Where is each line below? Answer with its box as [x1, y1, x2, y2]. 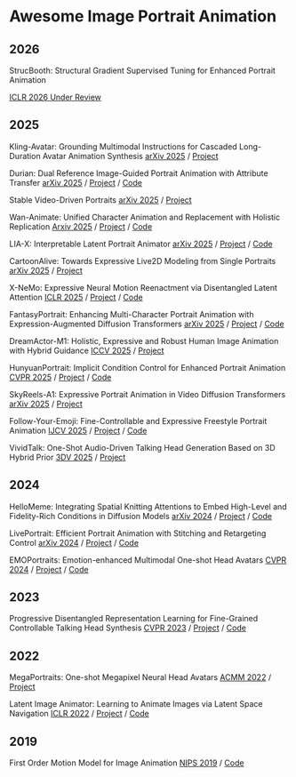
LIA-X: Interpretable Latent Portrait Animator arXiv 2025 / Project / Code [9, 238, 273, 249]
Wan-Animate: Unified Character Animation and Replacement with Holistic [9, 212, 281, 222]
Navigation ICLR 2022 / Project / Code [9, 709, 149, 719]
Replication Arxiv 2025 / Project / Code [9, 220, 153, 232]
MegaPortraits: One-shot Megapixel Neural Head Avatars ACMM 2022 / [9, 672, 272, 683]
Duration [9, 150, 42, 161]
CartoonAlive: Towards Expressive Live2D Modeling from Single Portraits [9, 255, 276, 266]
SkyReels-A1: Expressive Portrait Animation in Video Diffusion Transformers [9, 388, 286, 399]
